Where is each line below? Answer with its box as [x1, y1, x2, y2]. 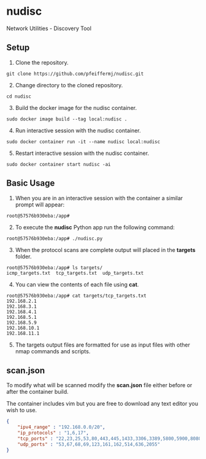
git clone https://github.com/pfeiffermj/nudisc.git [6, 71, 144, 77]
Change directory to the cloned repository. [15, 81, 123, 88]
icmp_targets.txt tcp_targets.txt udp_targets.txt [6, 270, 144, 276]
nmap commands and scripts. [15, 347, 91, 355]
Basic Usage [6, 178, 55, 189]
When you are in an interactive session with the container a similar [15, 194, 183, 202]
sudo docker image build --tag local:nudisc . [6, 116, 128, 122]
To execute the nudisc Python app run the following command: [15, 223, 175, 231]
